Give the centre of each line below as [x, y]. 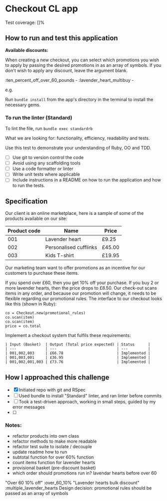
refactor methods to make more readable [55, 441]
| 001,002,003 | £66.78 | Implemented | [78, 353]
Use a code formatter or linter [43, 169]
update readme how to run [40, 452]
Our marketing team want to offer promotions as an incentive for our [75, 268]
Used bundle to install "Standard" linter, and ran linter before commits [90, 396]
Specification [26, 201]
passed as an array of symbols [37, 494]
